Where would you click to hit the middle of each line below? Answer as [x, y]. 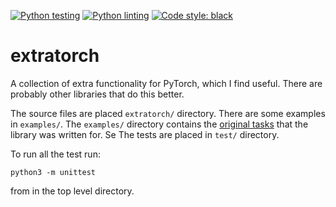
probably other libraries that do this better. [97, 94]
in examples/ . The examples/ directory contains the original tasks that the [159, 124]
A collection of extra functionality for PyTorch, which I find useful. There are [166, 83]
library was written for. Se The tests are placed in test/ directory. [145, 134]
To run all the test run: [55, 154]
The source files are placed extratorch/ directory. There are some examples [168, 113]
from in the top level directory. [72, 191]
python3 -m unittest [53, 172]
